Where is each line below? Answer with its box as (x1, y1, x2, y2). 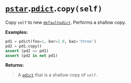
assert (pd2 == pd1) (5, 48, 49, 53)
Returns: (5, 62, 24, 68)
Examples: (5, 29, 28, 35)
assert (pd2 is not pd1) (5, 53, 58, 58)
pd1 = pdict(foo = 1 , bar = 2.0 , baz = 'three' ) (5, 38, 96, 44)
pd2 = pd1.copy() (5, 44, 42, 49)
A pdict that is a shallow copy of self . (17, 72, 97, 78)
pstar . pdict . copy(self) (5, 3, 103, 14)
